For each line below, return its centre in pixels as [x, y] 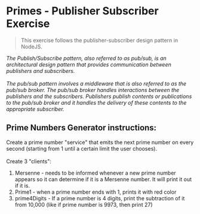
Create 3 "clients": [29, 161]
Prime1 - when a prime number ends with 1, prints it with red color [96, 192]
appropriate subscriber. [35, 109]
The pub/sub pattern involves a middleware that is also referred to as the [96, 83]
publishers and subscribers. [41, 71]
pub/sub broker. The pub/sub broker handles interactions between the [93, 90]
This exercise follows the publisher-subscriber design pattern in [99, 40]
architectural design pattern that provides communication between [89, 65]
